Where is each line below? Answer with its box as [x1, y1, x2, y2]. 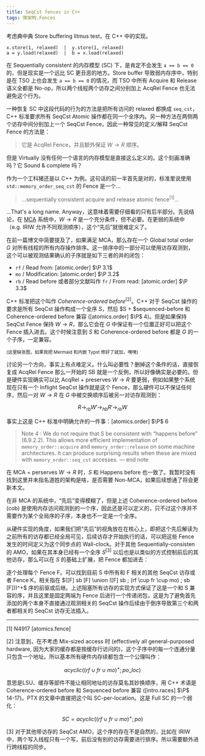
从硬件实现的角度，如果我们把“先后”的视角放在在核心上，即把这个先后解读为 [6, 525, 198, 533]
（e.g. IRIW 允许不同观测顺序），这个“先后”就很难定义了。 [6, 223, 151, 231]
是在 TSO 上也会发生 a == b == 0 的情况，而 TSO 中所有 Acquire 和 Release [6, 77, 197, 84]
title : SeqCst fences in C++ [6, 9, 81, 15]
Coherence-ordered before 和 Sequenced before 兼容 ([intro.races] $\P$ [6, 686, 190, 694]
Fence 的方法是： [6, 128, 51, 135]
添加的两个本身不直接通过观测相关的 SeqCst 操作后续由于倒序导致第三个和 [6, 599, 193, 607]
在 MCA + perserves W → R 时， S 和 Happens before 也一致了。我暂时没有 [6, 468, 196, 476]
